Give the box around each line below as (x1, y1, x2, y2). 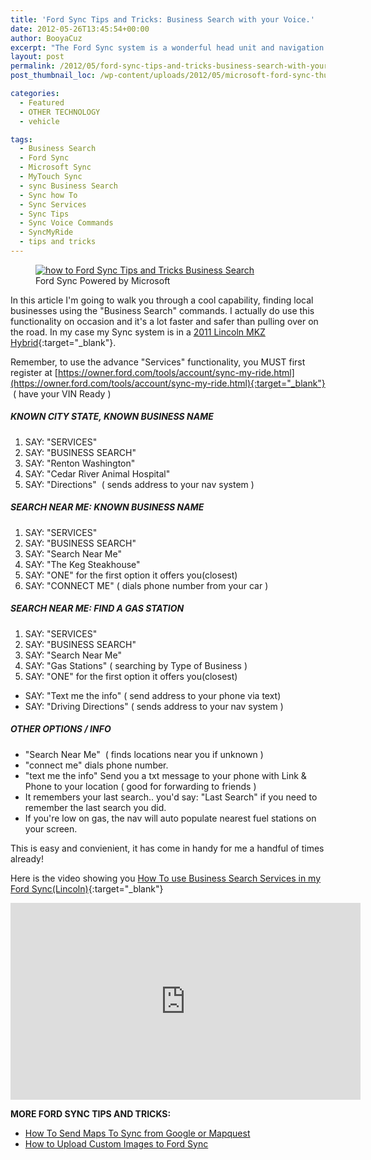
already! (10, 852, 44, 865)
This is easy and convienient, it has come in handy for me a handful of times (10, 842, 325, 854)
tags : (10, 134, 33, 145)
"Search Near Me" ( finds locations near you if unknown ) (24, 748, 264, 760)
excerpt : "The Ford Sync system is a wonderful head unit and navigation (10, 42, 325, 53)
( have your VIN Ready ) (12, 387, 112, 400)
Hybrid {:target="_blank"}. (10, 336, 117, 348)
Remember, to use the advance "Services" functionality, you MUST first (10, 356, 306, 368)
